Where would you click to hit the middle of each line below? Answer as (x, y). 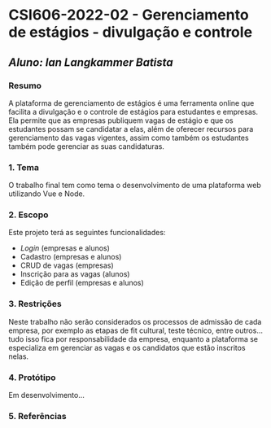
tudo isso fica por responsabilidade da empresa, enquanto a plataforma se (133, 338)
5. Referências (37, 416)
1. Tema (24, 167)
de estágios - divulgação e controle (131, 32)
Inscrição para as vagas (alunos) (75, 274)
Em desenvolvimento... (47, 395)
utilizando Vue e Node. (47, 194)
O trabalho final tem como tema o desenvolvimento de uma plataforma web (135, 186)
